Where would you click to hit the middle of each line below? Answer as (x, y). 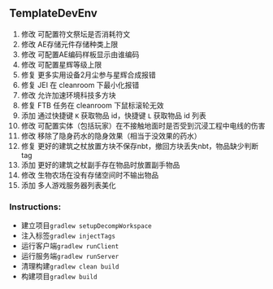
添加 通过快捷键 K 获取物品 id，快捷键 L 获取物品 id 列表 (113, 115)
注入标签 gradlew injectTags (68, 236)
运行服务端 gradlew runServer (70, 256)
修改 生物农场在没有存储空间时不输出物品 (90, 175)
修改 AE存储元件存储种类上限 (69, 44)
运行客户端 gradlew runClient (70, 246)
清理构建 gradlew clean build (70, 266)
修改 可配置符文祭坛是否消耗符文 (76, 34)
